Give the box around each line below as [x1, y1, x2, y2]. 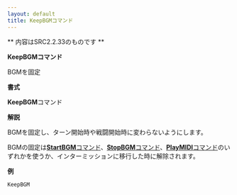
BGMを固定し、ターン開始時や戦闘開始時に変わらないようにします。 [7, 128, 207, 136]
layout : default [7, 10, 55, 18]
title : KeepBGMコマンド [7, 17, 73, 24]
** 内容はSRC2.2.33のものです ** [7, 37, 105, 46]
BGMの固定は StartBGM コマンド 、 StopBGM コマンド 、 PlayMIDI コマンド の [7, 143, 225, 151]
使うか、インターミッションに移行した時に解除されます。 [31, 152, 200, 160]
